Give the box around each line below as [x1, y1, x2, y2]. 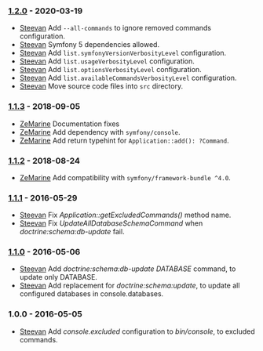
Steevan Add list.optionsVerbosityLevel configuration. [19, 65, 202, 74]
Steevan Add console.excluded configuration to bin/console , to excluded [19, 327, 255, 336]
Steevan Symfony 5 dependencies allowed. [19, 40, 159, 49]
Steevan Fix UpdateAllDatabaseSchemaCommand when [19, 219, 203, 228]
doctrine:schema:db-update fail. [19, 227, 125, 237]
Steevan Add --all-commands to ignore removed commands [19, 24, 212, 33]
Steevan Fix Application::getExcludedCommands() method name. [19, 210, 232, 220]
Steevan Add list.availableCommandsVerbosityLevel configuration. [19, 73, 237, 83]
